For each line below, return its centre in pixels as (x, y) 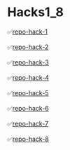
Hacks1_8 (36, 12)
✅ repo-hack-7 (28, 123)
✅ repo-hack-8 (28, 139)
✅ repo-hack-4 (28, 77)
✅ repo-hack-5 (28, 93)
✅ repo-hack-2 (28, 47)
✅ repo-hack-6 (28, 108)
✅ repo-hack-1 (27, 32)
